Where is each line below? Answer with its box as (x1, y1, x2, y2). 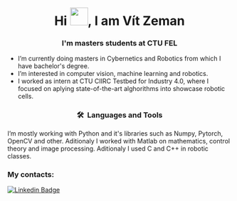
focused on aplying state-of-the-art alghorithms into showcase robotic (17, 85, 226, 93)
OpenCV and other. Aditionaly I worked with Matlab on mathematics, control (7, 136, 230, 145)
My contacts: (7, 169, 55, 179)
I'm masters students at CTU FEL (61, 38, 178, 48)
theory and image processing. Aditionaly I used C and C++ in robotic (7, 144, 209, 153)
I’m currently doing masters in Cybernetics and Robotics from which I (17, 54, 221, 63)
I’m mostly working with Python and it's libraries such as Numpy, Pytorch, (7, 129, 223, 138)
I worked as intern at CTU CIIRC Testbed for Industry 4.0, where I (17, 77, 209, 85)
